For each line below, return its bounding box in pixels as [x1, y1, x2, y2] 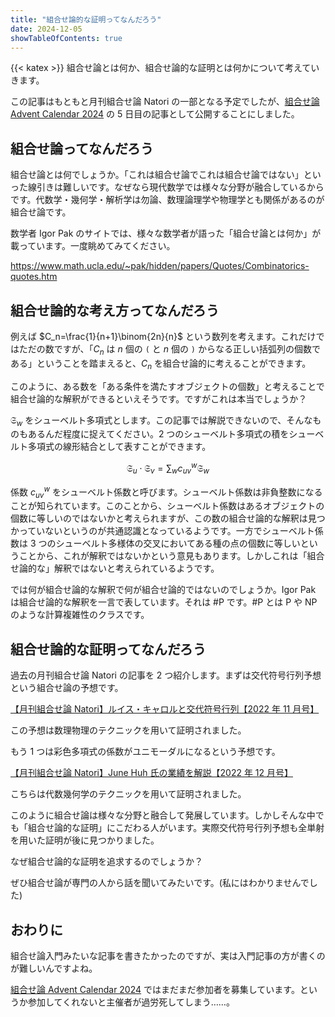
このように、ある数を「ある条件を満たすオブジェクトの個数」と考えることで [10, 380, 325, 392]
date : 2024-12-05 [10, 24, 83, 34]
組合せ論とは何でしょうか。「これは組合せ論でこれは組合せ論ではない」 [10, 169, 304, 181]
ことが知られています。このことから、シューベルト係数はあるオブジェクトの [10, 500, 325, 512]
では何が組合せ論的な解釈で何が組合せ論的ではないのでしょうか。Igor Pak [10, 584, 317, 596]
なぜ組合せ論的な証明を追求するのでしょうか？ [10, 856, 203, 868]
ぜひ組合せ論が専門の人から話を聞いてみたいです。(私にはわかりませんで [10, 877, 310, 889]
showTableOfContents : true [10, 33, 123, 43]
